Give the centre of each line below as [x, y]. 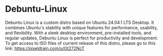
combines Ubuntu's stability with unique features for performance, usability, [81, 27]
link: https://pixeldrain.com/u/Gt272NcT [45, 48]
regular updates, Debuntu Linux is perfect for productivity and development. [82, 38]
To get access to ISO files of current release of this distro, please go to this [80, 43]
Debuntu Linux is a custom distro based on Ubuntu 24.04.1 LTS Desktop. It [80, 22]
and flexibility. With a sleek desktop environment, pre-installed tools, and [78, 33]
